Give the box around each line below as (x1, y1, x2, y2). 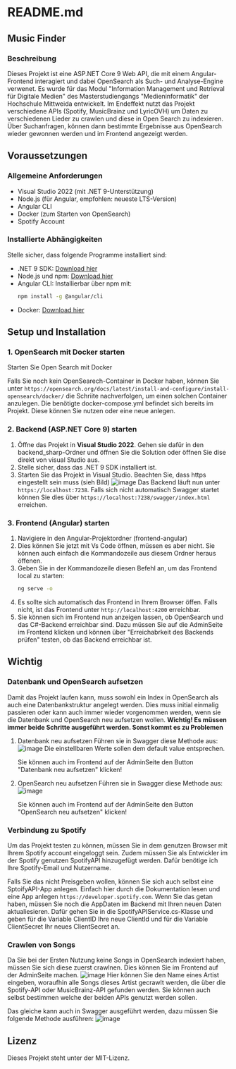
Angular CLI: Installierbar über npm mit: (17, 279, 132, 288)
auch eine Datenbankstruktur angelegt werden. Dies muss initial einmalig (7, 700, 219, 709)
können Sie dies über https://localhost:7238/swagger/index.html (17, 493, 211, 501)
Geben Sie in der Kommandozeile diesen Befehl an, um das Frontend (17, 564, 217, 573)
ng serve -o (17, 585, 53, 592)
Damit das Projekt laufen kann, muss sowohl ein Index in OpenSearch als (7, 692, 218, 702)
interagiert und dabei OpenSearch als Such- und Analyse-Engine (35, 77, 223, 85)
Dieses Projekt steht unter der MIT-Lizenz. (7, 1053, 130, 1062)
